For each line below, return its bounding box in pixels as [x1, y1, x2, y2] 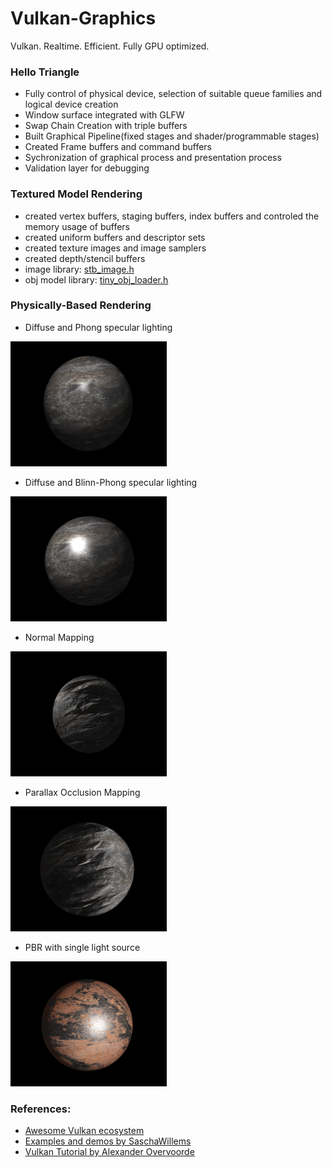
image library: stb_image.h [24, 263, 135, 275]
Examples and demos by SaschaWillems [24, 1135, 192, 1147]
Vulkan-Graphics [10, 7, 157, 30]
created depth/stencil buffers [24, 252, 146, 264]
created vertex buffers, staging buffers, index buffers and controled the [24, 210, 320, 222]
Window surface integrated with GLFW [24, 109, 185, 121]
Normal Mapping [24, 631, 95, 643]
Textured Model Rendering [10, 187, 143, 201]
